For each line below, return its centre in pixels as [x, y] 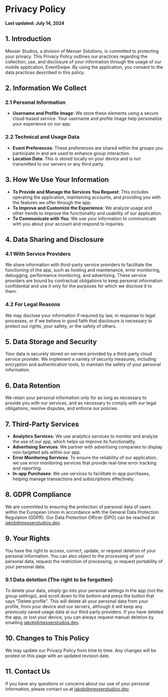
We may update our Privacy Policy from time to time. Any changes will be [81, 650]
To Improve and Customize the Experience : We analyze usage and [82, 208]
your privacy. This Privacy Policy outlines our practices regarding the [76, 56]
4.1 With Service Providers [38, 253]
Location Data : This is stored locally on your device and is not [76, 159]
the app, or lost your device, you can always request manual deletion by [79, 617]
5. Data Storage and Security [51, 341]
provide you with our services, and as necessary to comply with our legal [81, 403]
